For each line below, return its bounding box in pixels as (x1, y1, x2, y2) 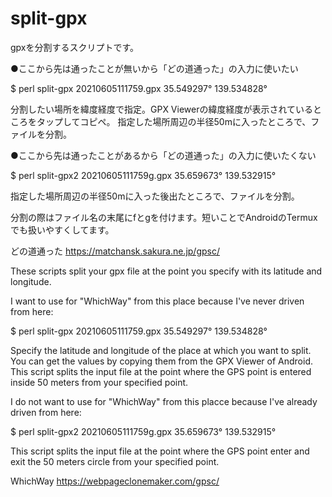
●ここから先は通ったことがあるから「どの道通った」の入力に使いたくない (10, 149, 317, 161)
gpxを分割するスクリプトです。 (10, 41, 140, 53)
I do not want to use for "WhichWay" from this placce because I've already (10, 395, 318, 407)
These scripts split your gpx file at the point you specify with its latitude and (10, 265, 323, 277)
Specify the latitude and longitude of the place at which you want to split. (10, 344, 312, 356)
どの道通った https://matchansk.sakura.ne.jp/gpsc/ (10, 245, 220, 257)
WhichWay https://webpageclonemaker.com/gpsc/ (10, 475, 220, 487)
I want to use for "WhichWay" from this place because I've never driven (10, 295, 305, 307)
